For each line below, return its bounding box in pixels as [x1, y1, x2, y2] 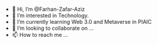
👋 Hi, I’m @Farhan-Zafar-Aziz [11, 6, 86, 12]
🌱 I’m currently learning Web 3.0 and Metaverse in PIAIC [11, 18, 152, 25]
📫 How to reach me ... [11, 32, 68, 38]
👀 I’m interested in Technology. [11, 12, 89, 19]
